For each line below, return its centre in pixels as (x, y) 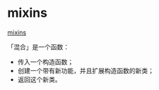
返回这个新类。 (39, 79)
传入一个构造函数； (46, 62)
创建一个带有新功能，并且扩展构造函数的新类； (86, 70)
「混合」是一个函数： (38, 46)
